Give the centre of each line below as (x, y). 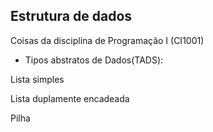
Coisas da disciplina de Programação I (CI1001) (107, 40)
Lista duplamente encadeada (70, 98)
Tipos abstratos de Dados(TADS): (94, 60)
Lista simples (37, 79)
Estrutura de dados (71, 16)
